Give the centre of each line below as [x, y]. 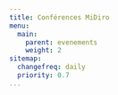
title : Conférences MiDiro [59, 17]
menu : [19, 26]
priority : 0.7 [43, 75]
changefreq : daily [52, 67]
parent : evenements [62, 42]
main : [28, 34]
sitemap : [25, 59]
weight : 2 [44, 51]
